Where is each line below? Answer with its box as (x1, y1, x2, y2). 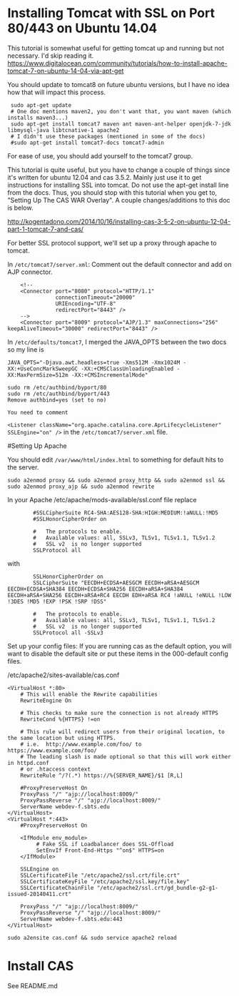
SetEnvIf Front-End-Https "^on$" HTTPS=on (36, 847, 164, 854)
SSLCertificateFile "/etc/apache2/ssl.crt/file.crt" (20, 872, 180, 879)
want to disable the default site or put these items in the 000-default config (7, 649, 228, 658)
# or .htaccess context (20, 766, 91, 773)
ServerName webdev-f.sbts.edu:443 (20, 915, 123, 923)
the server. (7, 462, 39, 472)
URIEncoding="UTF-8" (55, 300, 116, 308)
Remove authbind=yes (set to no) (7, 396, 107, 404)
